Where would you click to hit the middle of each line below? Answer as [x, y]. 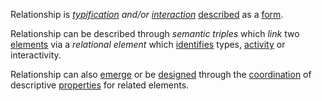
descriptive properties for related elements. [100, 85]
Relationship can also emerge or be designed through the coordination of [161, 74]
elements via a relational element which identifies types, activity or [148, 44]
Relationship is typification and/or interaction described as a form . [147, 14]
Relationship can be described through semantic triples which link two [155, 33]
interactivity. [36, 55]
